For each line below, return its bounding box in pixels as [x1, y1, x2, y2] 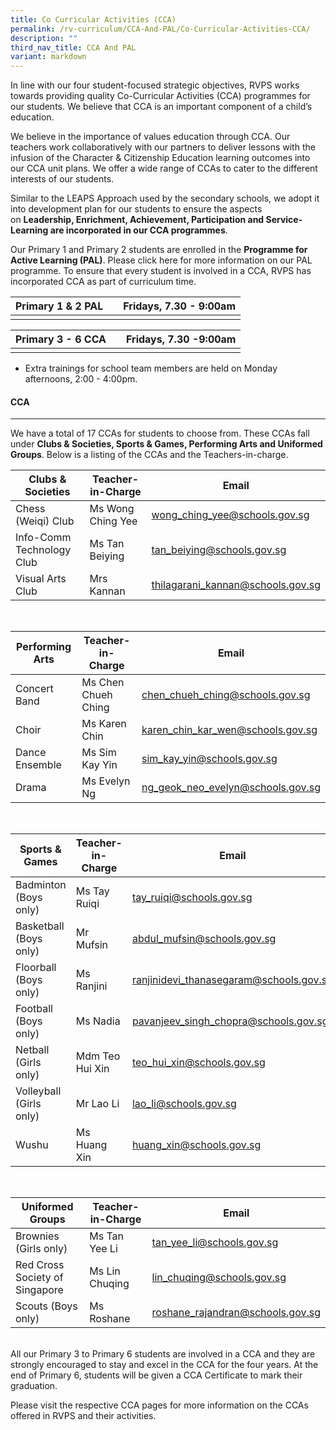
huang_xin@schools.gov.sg [131, 1138, 262, 1152]
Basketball [15, 919, 65, 933]
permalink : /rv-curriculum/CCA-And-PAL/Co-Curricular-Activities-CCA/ [10, 24, 311, 34]
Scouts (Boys [15, 1299, 78, 1313]
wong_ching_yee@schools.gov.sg [151, 508, 310, 522]
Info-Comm [15, 531, 72, 545]
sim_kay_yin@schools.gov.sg [141, 752, 278, 766]
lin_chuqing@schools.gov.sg [151, 1271, 287, 1285]
